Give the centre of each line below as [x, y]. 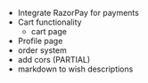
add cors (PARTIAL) [54, 60]
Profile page [40, 41]
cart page [49, 31]
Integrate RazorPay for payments [78, 13]
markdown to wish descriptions [75, 69]
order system [42, 50]
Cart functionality [49, 22]
